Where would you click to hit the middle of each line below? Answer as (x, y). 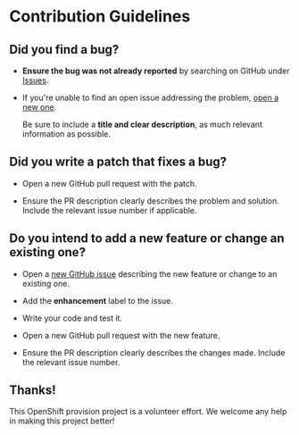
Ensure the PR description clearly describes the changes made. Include (154, 352)
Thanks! (33, 390)
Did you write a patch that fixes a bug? (118, 162)
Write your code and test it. (72, 318)
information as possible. (66, 134)
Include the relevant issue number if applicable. (109, 210)
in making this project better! (62, 421)
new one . (39, 107)
